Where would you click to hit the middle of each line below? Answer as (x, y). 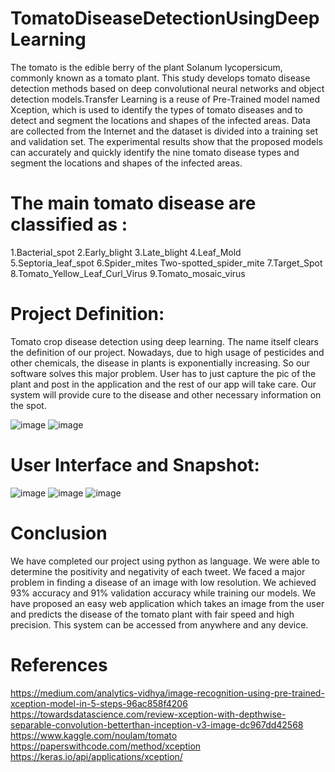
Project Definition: (87, 314)
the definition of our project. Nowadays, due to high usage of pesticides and (167, 352)
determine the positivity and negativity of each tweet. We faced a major (158, 571)
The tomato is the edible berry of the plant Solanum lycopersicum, (146, 67)
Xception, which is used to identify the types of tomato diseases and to (156, 109)
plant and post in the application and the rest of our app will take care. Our (163, 384)
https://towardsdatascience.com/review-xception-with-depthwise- (148, 714)
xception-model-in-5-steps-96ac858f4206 (99, 703)
